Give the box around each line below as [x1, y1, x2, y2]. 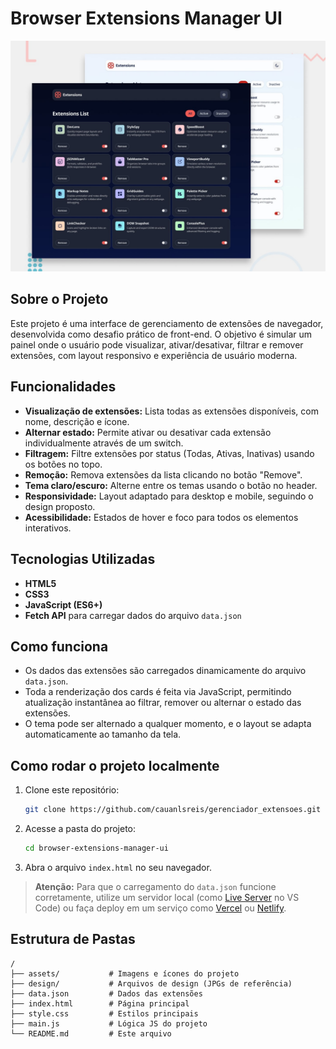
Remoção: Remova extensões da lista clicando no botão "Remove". [24, 468, 303, 481]
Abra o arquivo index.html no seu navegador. [24, 861, 212, 873]
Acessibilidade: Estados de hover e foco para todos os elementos [24, 511, 299, 523]
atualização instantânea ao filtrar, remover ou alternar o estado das [24, 697, 302, 709]
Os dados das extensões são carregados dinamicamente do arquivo [24, 665, 307, 677]
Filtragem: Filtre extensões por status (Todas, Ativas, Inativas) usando [24, 447, 315, 459]
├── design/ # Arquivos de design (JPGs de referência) [10, 978, 293, 989]
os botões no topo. [24, 458, 103, 470]
